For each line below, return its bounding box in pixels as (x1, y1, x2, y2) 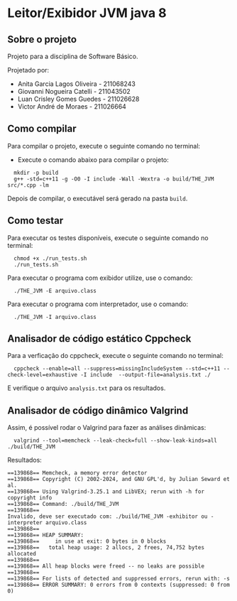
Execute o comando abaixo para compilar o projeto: (17, 155, 169, 164)
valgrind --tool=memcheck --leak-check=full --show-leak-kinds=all (13, 437, 218, 445)
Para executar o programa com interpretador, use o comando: (7, 300, 189, 308)
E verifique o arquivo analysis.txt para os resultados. (7, 384, 166, 392)
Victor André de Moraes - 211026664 (17, 102, 126, 111)
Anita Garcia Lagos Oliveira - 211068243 (17, 80, 136, 88)
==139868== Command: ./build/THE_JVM (7, 501, 119, 508)
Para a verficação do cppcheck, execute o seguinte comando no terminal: (7, 352, 224, 360)
